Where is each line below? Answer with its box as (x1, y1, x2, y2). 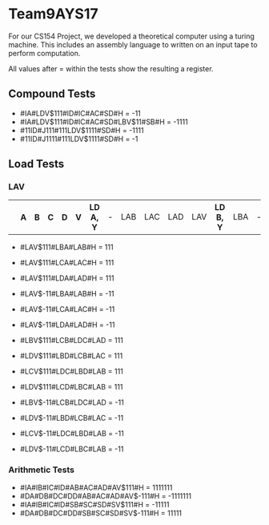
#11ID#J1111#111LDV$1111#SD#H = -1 (19, 134, 139, 143)
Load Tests (8, 157, 65, 171)
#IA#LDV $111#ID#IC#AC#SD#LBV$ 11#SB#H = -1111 (19, 117, 188, 127)
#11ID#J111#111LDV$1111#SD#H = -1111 (19, 125, 144, 135)
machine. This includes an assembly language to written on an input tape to (8, 39, 258, 49)
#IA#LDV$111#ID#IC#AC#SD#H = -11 (19, 108, 142, 118)
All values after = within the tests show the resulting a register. (8, 63, 214, 73)
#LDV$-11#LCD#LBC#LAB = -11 (19, 444, 124, 454)
